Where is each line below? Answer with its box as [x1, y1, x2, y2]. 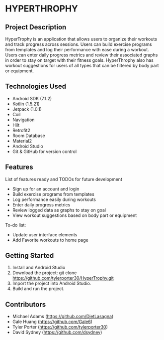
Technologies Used [5, 82, 66, 91]
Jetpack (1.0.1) [12, 106, 42, 112]
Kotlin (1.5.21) [12, 101, 40, 107]
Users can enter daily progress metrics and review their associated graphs [5, 52, 158, 58]
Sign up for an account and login [12, 185, 80, 192]
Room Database [12, 133, 46, 139]
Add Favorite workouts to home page [12, 237, 88, 243]
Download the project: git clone [12, 270, 77, 276]
